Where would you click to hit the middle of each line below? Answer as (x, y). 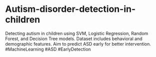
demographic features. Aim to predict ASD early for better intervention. (78, 44)
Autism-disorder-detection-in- (71, 9)
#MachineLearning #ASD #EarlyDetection (48, 49)
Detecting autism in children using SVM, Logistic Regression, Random (77, 33)
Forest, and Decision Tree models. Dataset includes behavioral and (74, 39)
